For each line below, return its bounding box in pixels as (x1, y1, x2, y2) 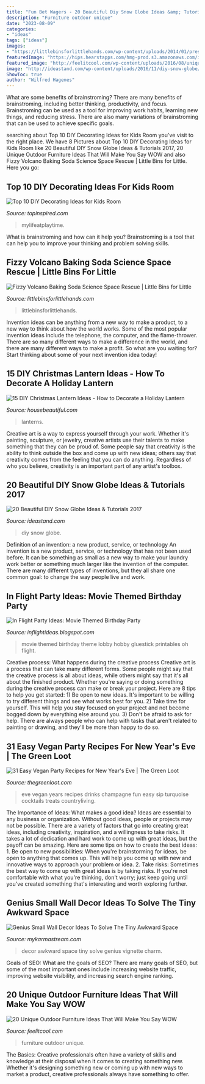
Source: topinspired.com (6, 209, 68, 217)
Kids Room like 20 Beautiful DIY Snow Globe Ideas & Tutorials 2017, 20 (6, 145, 184, 152)
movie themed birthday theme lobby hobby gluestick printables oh (21, 641, 189, 648)
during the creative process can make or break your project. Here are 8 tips (6, 684, 196, 692)
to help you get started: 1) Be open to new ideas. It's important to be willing (6, 691, 195, 698)
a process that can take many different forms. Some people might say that (6, 666, 193, 673)
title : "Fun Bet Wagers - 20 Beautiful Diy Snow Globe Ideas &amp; (6, 9, 182, 15)
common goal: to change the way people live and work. (6, 573, 146, 581)
